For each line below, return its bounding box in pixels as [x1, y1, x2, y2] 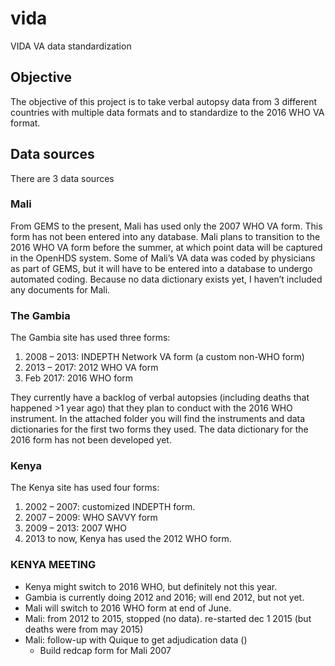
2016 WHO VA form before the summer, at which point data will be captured [10, 241, 323, 253]
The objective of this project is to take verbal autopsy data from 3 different [10, 95, 317, 107]
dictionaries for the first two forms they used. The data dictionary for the [10, 423, 309, 436]
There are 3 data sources [10, 172, 115, 184]
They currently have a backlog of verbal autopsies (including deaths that [10, 392, 310, 404]
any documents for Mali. [10, 283, 111, 296]
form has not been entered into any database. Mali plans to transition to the [10, 230, 321, 242]
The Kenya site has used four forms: [10, 482, 160, 494]
